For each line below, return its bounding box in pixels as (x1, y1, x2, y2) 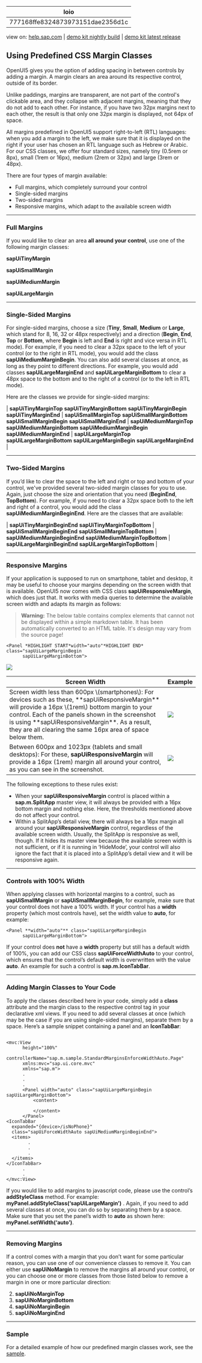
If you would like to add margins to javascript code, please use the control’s (6, 1187, 193, 1194)
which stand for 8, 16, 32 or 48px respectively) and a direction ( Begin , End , (6, 331, 192, 338)
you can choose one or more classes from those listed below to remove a (6, 1272, 188, 1279)
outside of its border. (6, 79, 58, 87)
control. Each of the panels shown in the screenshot (9, 711, 156, 718)
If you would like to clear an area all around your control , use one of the (6, 237, 185, 244)
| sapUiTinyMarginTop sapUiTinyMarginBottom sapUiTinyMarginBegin (6, 405, 187, 412)
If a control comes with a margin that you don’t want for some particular (6, 1253, 184, 1260)
